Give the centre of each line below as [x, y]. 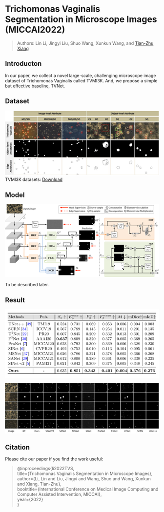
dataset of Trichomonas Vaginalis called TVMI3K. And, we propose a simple [81, 80]
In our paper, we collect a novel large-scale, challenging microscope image [81, 75]
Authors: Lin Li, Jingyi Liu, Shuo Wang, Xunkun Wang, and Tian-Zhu [85, 43]
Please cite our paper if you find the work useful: [54, 459]
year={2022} [30, 499]
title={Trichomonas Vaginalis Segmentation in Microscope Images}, [85, 473]
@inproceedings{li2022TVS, [46, 468]
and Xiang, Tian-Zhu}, [39, 484]
